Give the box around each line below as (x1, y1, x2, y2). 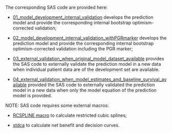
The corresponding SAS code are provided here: (5, 5, 108, 10)
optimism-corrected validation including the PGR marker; (12, 46, 133, 51)
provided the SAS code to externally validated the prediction (28, 82, 155, 88)
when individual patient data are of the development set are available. (12, 66, 160, 72)
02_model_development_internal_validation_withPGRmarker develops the (12, 35, 167, 41)
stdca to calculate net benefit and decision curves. (12, 122, 120, 128)
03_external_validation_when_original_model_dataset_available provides (12, 56, 165, 62)
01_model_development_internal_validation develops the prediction (12, 14, 154, 20)
